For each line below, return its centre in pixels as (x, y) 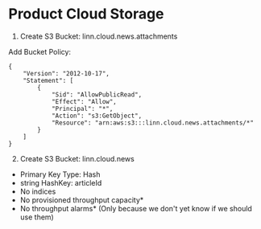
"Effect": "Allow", (84, 101)
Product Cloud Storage (86, 14)
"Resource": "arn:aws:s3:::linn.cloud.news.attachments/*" (152, 123)
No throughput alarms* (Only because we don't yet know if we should (136, 208)
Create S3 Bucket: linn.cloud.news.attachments (99, 36)
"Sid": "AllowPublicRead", (97, 94)
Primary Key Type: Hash (60, 174)
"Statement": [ (48, 80)
